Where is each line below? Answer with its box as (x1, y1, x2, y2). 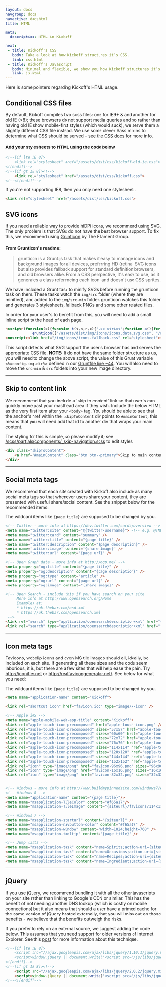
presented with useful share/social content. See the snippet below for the (5, 499, 155, 505)
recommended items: (5, 504, 49, 511)
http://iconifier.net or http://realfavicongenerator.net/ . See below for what (5, 671, 154, 677)
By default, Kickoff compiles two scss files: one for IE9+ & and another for (5, 111, 156, 117)
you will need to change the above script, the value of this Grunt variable (5, 355, 153, 361)
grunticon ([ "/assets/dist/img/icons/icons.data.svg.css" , (32, 331, 154, 336)
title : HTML (5, 21, 30, 26)
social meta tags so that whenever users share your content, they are (5, 494, 146, 500)
